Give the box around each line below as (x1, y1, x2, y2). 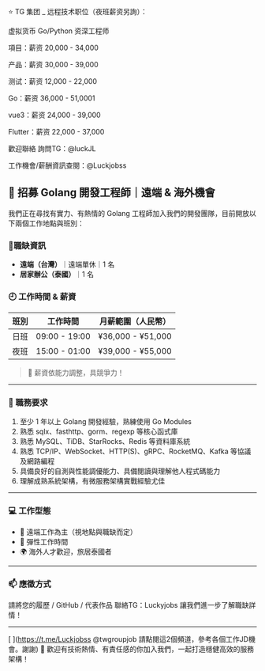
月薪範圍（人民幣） (99, 316, 171, 327)
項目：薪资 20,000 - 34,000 (8, 43, 99, 52)
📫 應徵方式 (8, 578, 51, 589)
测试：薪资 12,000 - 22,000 (8, 77, 97, 85)
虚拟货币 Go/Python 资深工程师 (8, 26, 110, 36)
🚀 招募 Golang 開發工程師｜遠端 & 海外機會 (8, 186, 215, 199)
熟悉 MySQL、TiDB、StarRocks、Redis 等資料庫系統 (19, 436, 191, 445)
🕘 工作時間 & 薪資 (8, 291, 77, 302)
